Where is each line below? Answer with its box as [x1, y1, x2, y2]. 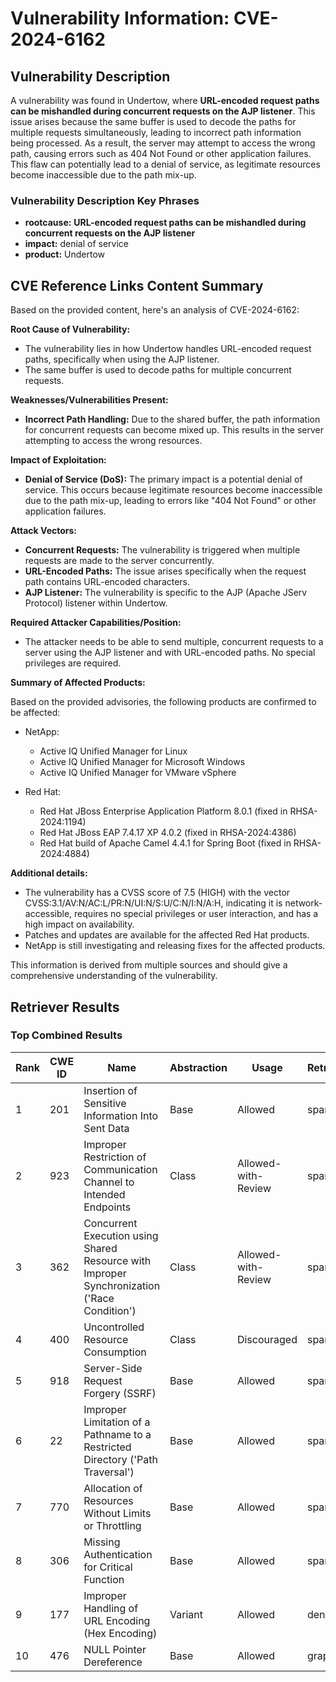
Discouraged [236, 1332, 298, 1346]
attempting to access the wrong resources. [24, 435, 203, 447]
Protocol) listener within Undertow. [24, 597, 168, 609]
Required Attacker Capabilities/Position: [10, 617, 182, 629]
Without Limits [83, 1506, 152, 1520]
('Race [83, 1291, 115, 1305]
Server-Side [83, 1361, 143, 1375]
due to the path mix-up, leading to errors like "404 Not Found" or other [24, 495, 317, 507]
